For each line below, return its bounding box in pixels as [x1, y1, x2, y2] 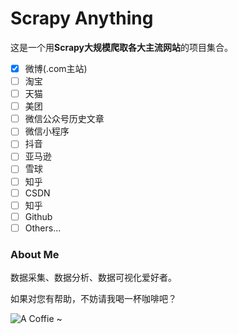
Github [24, 210, 53, 222]
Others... [24, 222, 62, 234]
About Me [10, 247, 60, 261]
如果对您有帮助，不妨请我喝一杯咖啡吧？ [10, 293, 177, 305]
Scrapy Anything [10, 7, 154, 30]
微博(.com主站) [24, 62, 88, 74]
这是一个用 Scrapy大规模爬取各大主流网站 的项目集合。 [10, 41, 234, 53]
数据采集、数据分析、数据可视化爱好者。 [10, 272, 177, 284]
